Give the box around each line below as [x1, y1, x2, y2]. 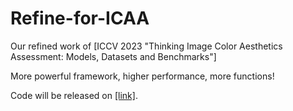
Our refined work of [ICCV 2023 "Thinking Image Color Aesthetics [10, 40, 283, 52]
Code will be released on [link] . [10, 89, 138, 101]
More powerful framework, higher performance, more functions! [10, 70, 275, 82]
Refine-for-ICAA [10, 7, 150, 30]
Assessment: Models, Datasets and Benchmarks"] [10, 50, 217, 62]
